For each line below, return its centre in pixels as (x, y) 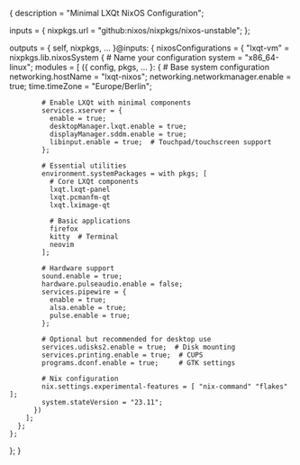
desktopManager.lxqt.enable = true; (118, 126)
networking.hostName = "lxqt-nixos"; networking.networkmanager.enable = (150, 77)
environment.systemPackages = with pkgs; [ (124, 174)
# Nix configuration (80, 378)
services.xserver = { (82, 111)
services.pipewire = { (84, 292)
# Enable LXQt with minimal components (117, 103)
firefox (64, 229)
